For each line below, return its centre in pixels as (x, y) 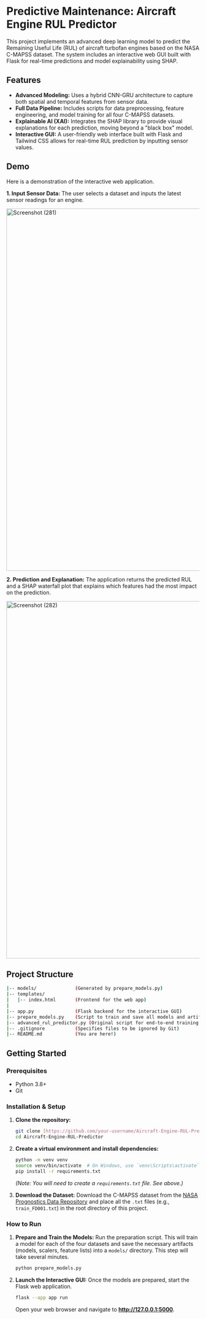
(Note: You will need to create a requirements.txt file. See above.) (99, 1183)
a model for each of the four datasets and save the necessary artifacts (104, 1243)
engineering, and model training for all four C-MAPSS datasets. (95, 114)
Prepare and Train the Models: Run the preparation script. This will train (106, 1237)
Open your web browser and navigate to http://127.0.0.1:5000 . (95, 1309)
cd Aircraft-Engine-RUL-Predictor (59, 1137)
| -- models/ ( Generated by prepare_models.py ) (85, 989)
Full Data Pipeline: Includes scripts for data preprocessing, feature (99, 108)
